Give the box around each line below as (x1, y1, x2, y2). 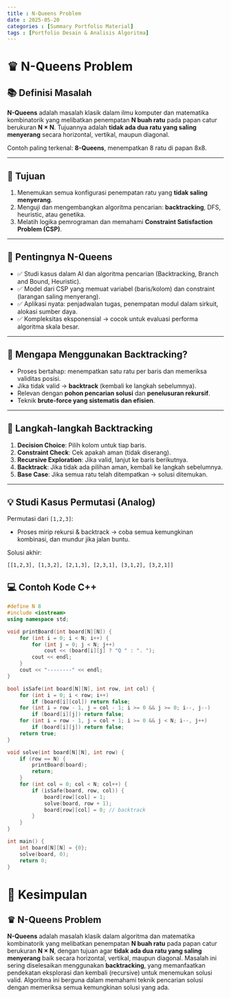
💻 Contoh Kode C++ (7, 581, 98, 593)
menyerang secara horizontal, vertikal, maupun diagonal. (7, 131, 170, 139)
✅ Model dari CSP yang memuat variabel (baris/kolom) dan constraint (16, 285, 215, 293)
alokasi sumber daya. (16, 307, 78, 315)
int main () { (7, 838, 45, 845)
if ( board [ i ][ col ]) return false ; (32, 698, 131, 705)
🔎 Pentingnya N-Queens (7, 252, 113, 263)
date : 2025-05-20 (7, 16, 60, 23)
